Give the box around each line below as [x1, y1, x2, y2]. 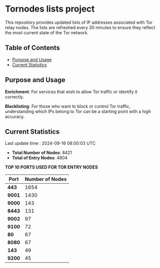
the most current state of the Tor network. [5, 30, 88, 35]
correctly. [5, 94, 24, 100]
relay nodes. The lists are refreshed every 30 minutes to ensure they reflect [5, 24, 156, 30]
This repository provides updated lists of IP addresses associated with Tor [5, 19, 153, 25]
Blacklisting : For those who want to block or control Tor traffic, [5, 103, 131, 109]
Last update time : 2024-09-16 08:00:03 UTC [5, 141, 96, 146]
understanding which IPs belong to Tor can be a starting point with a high [5, 108, 151, 114]
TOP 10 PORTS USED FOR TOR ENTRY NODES [5, 164, 98, 170]
